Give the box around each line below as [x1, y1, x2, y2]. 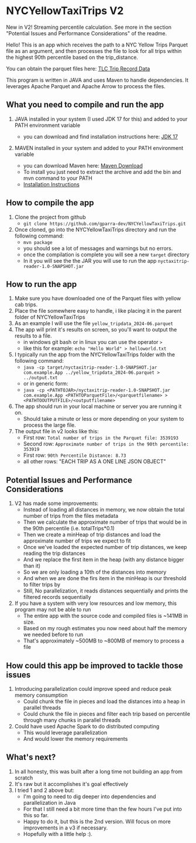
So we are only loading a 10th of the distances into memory [23, 568, 167, 576]
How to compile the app [6, 198, 94, 208]
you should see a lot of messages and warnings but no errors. [23, 245, 173, 252]
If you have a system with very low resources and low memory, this [14, 600, 177, 607]
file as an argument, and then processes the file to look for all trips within [6, 47, 182, 54]
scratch [14, 774, 33, 781]
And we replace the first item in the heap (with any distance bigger [23, 556, 184, 563]
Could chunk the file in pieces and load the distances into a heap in [23, 698, 185, 705]
